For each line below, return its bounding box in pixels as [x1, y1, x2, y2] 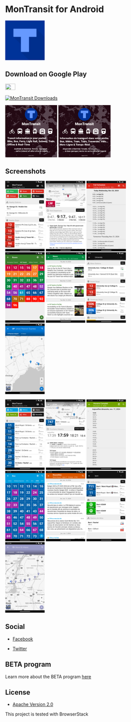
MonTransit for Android [5, 4, 104, 15]
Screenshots [5, 167, 46, 176]
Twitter [12, 646, 27, 652]
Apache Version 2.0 [12, 701, 53, 707]
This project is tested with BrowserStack [5, 711, 88, 717]
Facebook [12, 635, 33, 642]
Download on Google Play [5, 70, 87, 78]
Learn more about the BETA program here [5, 673, 91, 680]
